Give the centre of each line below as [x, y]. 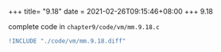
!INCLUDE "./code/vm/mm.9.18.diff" [67, 41]
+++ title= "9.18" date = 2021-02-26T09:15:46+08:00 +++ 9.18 [111, 11]
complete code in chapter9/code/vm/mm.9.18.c [84, 26]
